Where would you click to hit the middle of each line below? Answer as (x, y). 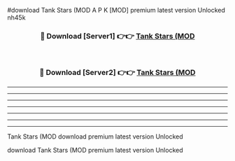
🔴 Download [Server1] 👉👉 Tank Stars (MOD (117, 36)
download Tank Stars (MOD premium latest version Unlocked (95, 150)
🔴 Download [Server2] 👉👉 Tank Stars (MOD (117, 73)
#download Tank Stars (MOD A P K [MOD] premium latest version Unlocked (116, 10)
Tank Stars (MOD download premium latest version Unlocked (95, 136)
